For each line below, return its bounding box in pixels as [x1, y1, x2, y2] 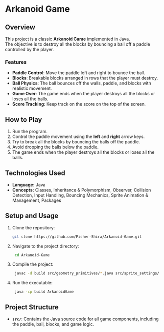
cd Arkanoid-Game [14, 252, 50, 257]
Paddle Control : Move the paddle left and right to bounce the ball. [12, 70, 145, 76]
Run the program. [12, 129, 48, 135]
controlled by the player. [5, 47, 54, 52]
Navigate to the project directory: [12, 243, 79, 249]
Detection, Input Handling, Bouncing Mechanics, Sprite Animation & [12, 192, 148, 198]
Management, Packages [12, 197, 61, 203]
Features [5, 58, 27, 65]
